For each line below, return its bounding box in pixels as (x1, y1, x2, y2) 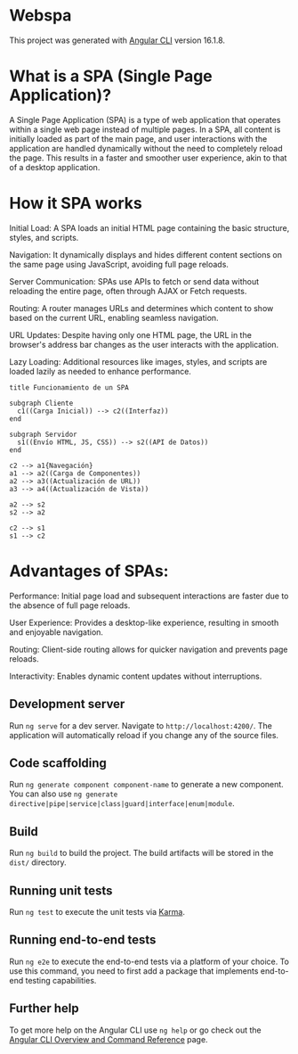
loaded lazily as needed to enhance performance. (9, 366, 191, 376)
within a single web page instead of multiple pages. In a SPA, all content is (9, 124, 281, 135)
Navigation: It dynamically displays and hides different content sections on (9, 249, 283, 259)
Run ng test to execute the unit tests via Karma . (9, 907, 185, 917)
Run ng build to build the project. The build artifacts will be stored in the (9, 848, 274, 859)
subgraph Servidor (9, 430, 77, 439)
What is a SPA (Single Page (9, 66, 213, 86)
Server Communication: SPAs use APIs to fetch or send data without (9, 276, 260, 286)
